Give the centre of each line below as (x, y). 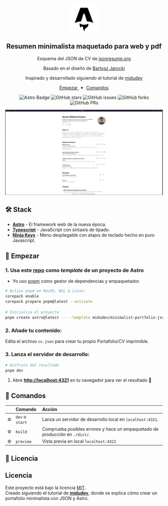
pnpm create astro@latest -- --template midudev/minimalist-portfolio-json (86, 317)
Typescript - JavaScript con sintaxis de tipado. (61, 230)
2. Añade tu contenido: (33, 330)
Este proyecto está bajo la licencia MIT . (45, 487)
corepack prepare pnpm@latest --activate (49, 302)
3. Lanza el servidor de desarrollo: (47, 354)
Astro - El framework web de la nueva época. (59, 224)
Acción (50, 409)
